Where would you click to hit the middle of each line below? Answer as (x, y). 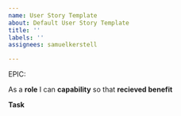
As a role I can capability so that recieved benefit (90, 90)
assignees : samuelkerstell (53, 45)
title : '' (25, 30)
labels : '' (26, 37)
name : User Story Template (53, 15)
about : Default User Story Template (69, 23)
